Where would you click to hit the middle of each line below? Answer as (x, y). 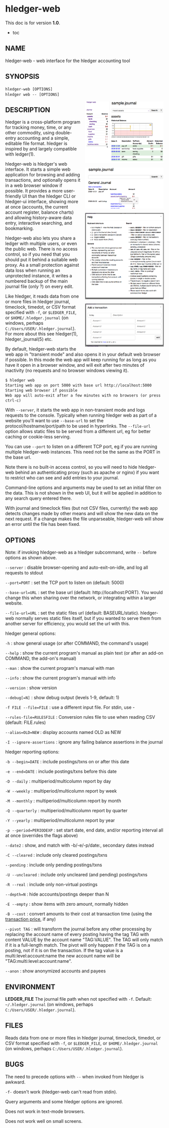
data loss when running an (33, 270)
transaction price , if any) (31, 919)
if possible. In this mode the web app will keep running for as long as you (81, 360)
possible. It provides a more (34, 191)
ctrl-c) (13, 401)
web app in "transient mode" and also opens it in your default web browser (83, 355)
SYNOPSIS (22, 77)
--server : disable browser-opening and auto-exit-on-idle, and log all (77, 568)
